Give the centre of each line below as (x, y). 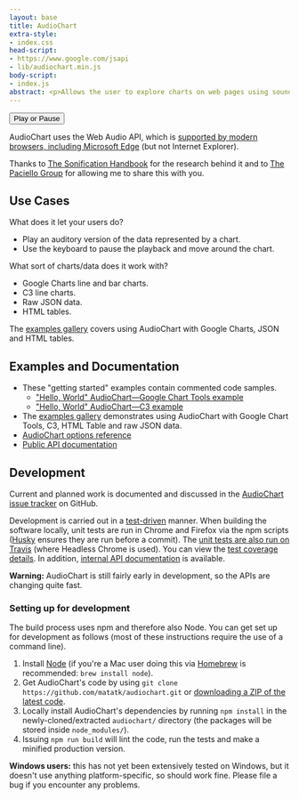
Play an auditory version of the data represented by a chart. (131, 239)
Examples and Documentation (94, 366)
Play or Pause (37, 118)
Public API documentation (69, 445)
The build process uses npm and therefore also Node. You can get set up (143, 627)
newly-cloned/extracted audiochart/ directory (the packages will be (147, 721)
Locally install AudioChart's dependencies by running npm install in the (154, 711)
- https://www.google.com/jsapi (69, 59)
